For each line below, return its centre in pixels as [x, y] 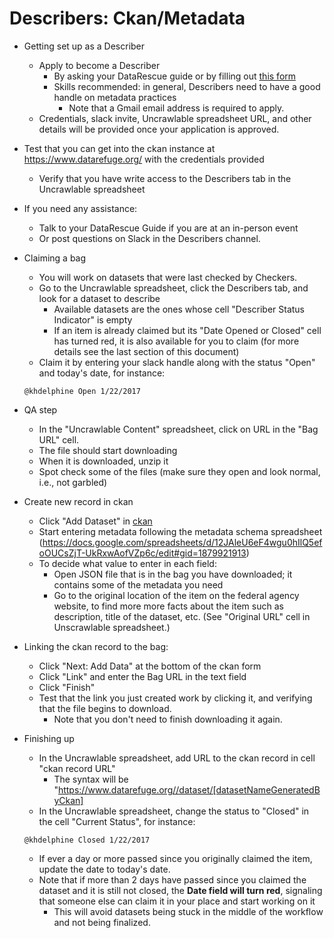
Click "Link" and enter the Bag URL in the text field [142, 676]
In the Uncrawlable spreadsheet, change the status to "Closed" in [174, 811]
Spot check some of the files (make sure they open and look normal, [179, 471]
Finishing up [49, 738]
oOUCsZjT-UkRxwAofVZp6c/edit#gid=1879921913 [142, 553]
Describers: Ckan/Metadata [127, 18]
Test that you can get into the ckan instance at [119, 148]
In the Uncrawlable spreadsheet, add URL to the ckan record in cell [177, 758]
